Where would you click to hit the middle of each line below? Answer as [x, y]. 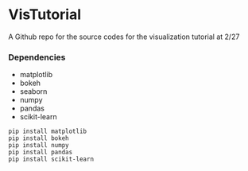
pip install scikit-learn [51, 159]
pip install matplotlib [48, 132]
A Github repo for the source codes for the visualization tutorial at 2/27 [124, 37]
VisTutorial [45, 15]
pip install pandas [41, 153]
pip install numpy [39, 146]
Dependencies [37, 57]
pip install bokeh [39, 138]
